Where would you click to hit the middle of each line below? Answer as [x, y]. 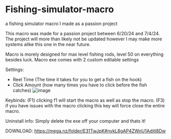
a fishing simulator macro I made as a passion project [62, 24]
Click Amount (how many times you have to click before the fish [80, 85]
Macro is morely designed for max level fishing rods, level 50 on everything [84, 54]
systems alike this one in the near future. [48, 44]
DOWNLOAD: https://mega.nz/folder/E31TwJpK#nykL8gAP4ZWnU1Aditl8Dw [86, 131]
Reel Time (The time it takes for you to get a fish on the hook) [77, 79]
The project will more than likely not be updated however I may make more [84, 39]
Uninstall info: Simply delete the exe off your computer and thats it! [76, 121]
